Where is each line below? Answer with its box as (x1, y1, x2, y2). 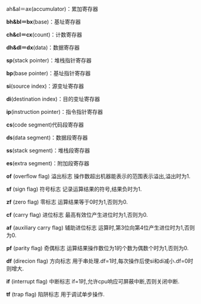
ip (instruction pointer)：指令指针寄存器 (6, 108, 104, 115)
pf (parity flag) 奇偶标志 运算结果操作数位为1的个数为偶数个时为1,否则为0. (6, 245, 189, 251)
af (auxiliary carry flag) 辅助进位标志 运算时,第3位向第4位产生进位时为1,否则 (6, 224, 196, 231)
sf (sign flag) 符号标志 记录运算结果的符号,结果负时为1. (6, 185, 142, 193)
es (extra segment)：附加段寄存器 (6, 160, 90, 167)
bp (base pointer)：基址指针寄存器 (6, 70, 91, 77)
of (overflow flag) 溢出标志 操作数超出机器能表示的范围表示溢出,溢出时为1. (6, 173, 191, 180)
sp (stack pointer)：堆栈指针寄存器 (6, 57, 92, 64)
